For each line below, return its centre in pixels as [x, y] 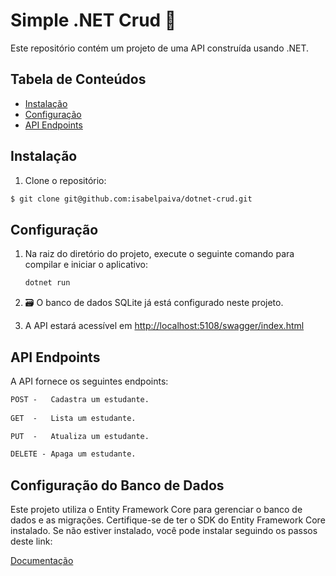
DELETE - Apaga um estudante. [73, 454]
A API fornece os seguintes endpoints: [89, 381]
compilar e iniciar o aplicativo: [86, 265]
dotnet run [47, 283]
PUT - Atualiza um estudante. [80, 436]
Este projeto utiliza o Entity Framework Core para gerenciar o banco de [156, 510]
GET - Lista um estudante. [73, 418]
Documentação [42, 561]
